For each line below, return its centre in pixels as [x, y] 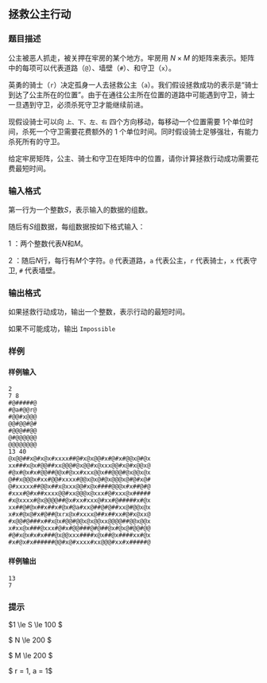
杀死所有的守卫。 [36, 141]
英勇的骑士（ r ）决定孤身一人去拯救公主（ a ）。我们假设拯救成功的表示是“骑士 [133, 84]
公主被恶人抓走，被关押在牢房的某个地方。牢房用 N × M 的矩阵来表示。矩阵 [132, 57]
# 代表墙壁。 [39, 270]
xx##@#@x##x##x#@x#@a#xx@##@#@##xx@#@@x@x [79, 508]
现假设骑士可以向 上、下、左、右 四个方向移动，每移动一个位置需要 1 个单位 [127, 121]
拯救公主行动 [40, 14]
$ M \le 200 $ [31, 655]
